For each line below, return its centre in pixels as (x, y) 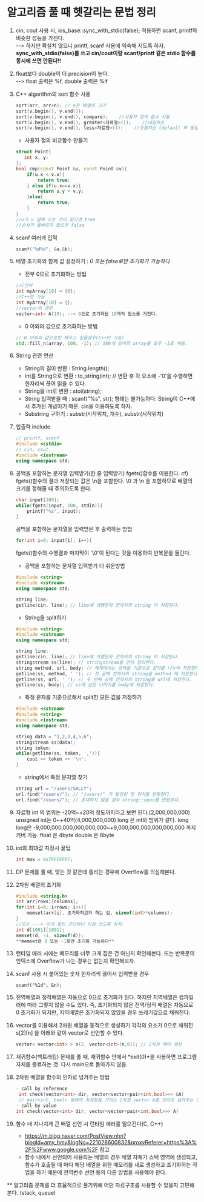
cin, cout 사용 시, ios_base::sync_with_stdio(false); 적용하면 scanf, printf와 (106, 30)
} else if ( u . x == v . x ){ (54, 185)
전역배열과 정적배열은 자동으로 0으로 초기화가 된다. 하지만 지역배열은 (97, 997)
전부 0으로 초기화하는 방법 (55, 274)
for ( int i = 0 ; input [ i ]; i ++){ (54, 541)
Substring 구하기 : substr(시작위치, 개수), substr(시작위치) (94, 414)
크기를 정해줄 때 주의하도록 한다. (54, 488)
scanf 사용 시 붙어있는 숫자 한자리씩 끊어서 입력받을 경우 (82, 974)
